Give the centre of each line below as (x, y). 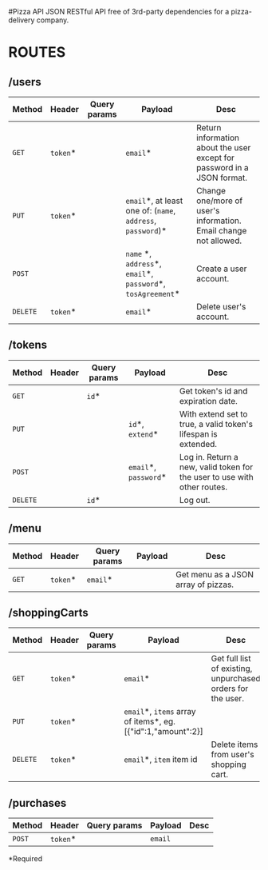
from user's (233, 755)
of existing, (232, 668)
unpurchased (236, 679)
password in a (223, 168)
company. (53, 20)
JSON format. (222, 178)
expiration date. (208, 401)
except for (216, 158)
